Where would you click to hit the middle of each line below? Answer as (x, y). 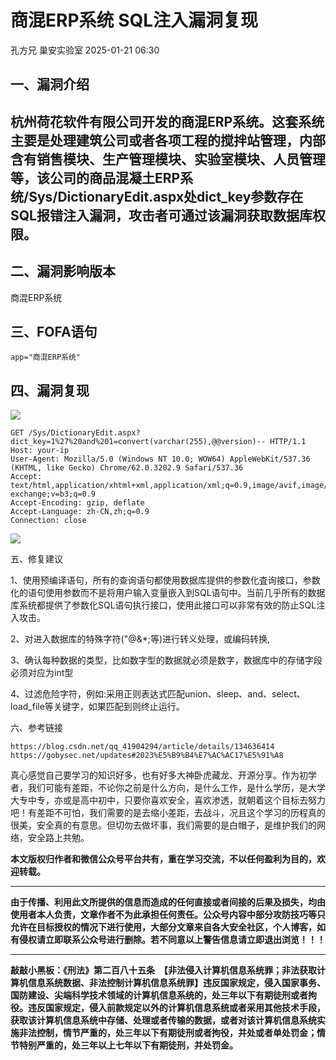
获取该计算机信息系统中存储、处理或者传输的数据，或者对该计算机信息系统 (163, 1020)
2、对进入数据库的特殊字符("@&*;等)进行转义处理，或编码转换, (140, 639)
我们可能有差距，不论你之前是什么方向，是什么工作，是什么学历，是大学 (176, 788)
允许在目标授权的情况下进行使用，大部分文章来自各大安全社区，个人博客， (163, 927)
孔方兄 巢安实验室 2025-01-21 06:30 (85, 50)
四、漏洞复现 (50, 390)
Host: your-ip (40, 451)
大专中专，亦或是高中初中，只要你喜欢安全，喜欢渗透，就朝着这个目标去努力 (168, 800)
